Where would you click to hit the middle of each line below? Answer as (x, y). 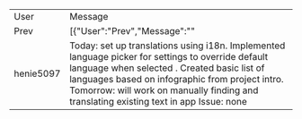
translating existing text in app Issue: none (158, 102)
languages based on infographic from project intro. (177, 79)
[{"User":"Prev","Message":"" (132, 31)
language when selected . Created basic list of (167, 68)
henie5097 (37, 73)
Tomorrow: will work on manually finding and (164, 90)
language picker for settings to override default (168, 57)
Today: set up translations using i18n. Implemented (177, 46)
